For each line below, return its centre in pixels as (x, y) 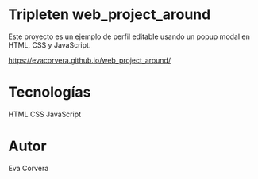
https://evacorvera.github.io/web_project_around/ (90, 60)
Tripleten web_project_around (110, 15)
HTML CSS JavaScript (45, 114)
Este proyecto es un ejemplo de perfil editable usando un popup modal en (129, 36)
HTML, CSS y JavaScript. (50, 44)
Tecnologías (50, 92)
